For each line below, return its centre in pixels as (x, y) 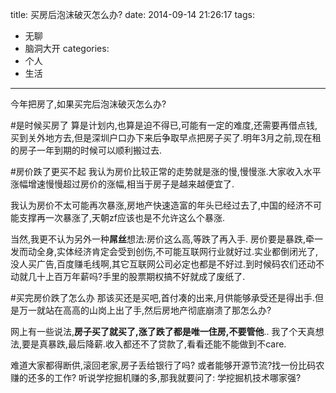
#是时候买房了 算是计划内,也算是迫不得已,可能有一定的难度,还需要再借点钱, (164, 125)
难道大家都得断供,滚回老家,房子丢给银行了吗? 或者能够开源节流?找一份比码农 (167, 365)
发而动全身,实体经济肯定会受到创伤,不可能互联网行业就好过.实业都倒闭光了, (164, 251)
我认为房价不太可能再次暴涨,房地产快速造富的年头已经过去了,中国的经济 (157, 205)
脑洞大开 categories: (67, 48)
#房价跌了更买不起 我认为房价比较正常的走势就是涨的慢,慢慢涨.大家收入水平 (166, 171)
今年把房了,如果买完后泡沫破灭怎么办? (88, 104)
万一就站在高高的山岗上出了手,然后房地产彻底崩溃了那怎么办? (145, 310)
